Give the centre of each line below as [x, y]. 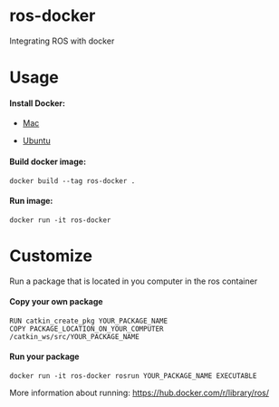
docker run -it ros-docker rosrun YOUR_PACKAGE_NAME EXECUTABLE [133, 376]
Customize [51, 256]
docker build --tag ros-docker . [72, 181]
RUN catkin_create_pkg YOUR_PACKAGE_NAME [89, 321]
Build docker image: [48, 161]
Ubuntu [37, 141]
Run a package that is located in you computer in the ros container [134, 281]
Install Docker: [38, 103]
